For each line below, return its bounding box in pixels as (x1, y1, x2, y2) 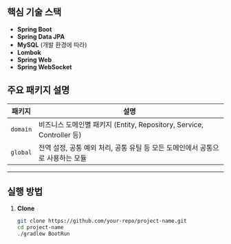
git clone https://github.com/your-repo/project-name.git (16, 218, 187, 225)
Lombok (16, 48, 41, 56)
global (10, 148, 32, 156)
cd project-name (16, 224, 64, 231)
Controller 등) (38, 130, 82, 139)
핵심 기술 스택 (7, 6, 62, 19)
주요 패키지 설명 (7, 84, 70, 96)
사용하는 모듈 (47, 153, 87, 162)
